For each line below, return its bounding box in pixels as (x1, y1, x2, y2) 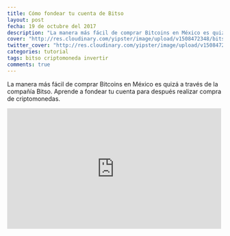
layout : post (7, 16, 44, 23)
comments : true (7, 61, 51, 68)
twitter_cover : (7, 42, 51, 49)
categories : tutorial (7, 49, 69, 56)
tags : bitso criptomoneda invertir (7, 55, 109, 62)
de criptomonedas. (7, 94, 60, 103)
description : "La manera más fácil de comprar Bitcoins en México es (7, 29, 210, 36)
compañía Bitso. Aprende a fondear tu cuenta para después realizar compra (7, 87, 222, 95)
